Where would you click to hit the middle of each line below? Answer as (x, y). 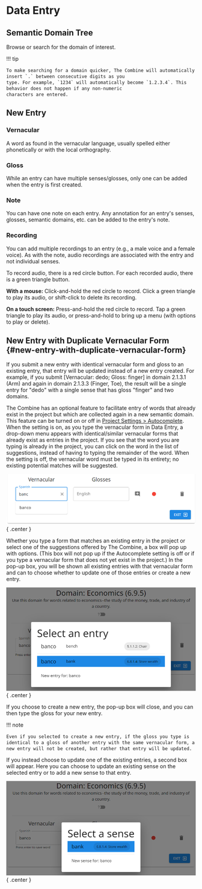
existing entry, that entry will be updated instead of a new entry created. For (100, 371)
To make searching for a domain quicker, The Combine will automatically (101, 70)
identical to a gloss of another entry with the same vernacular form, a (101, 743)
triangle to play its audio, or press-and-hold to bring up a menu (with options (101, 315)
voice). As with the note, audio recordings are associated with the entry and (100, 255)
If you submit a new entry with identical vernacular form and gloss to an (95, 365)
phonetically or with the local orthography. (59, 149)
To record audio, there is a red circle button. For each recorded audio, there (100, 273)
